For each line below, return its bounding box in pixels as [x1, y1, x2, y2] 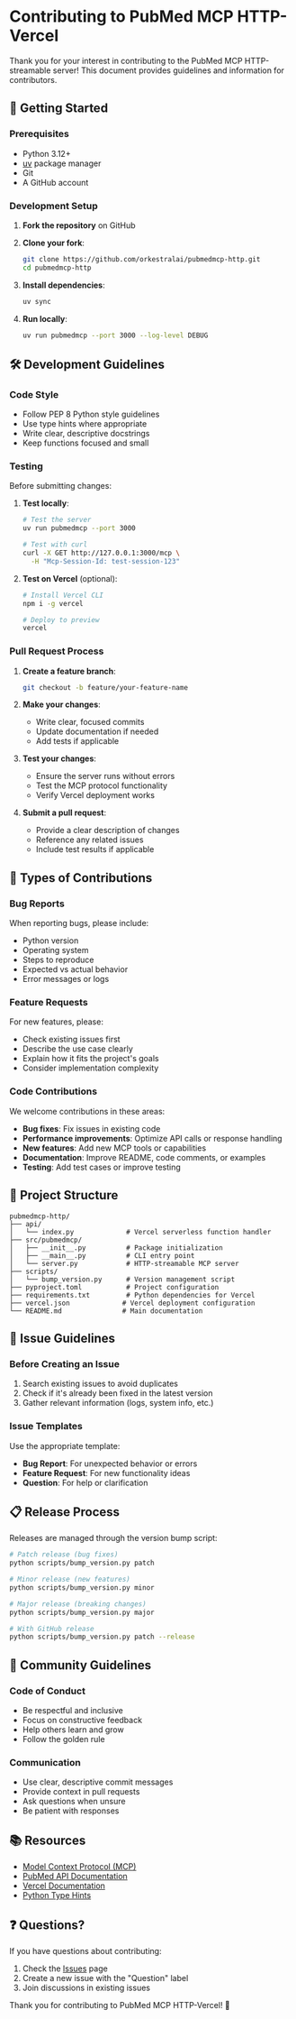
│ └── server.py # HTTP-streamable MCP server [9, 1259, 240, 1268]
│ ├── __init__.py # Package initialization [9, 1243, 223, 1253]
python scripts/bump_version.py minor [9, 1583, 155, 1592]
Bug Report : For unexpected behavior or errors [22, 1458, 198, 1469]
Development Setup [9, 199, 98, 212]
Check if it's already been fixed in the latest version [22, 1388, 213, 1399]
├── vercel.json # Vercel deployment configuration [9, 1299, 256, 1308]
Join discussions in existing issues [22, 1982, 151, 1993]
